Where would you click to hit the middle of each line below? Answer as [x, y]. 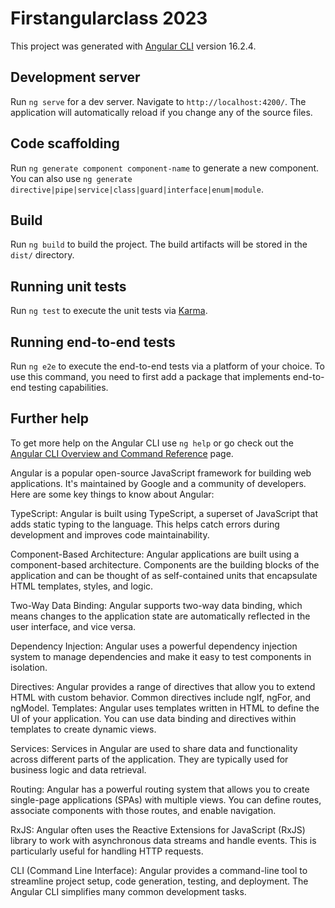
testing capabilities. [68, 387]
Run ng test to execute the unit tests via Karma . [109, 311]
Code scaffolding [65, 143]
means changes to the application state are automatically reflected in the [160, 616]
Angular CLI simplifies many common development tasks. [128, 891]
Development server [75, 77]
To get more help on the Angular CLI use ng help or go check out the [152, 443]
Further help [50, 418]
